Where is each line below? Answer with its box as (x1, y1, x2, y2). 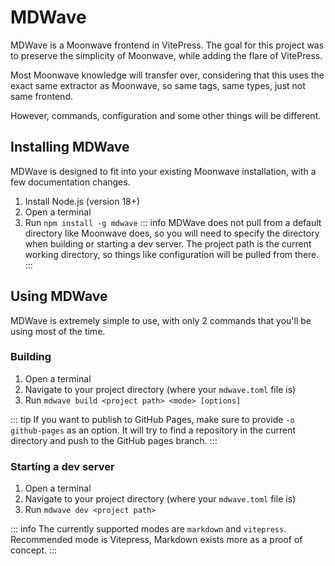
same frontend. (10, 90, 73, 102)
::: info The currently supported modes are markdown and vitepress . (10, 523, 287, 535)
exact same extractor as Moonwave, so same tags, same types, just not (10, 79, 306, 91)
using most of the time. (10, 325, 106, 337)
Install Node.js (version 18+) (24, 195, 141, 207)
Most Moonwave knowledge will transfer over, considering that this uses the (10, 69, 325, 81)
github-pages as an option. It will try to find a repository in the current (10, 424, 296, 436)
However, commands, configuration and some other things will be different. (10, 109, 322, 121)
